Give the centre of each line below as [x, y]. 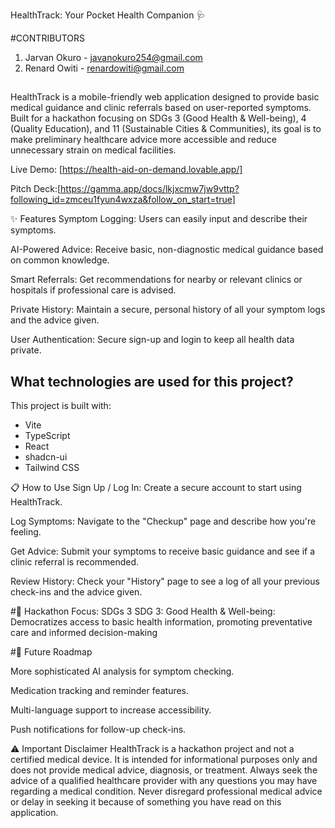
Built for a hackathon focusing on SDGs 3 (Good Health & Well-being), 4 [158, 118]
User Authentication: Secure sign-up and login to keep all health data [152, 340]
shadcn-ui [46, 457]
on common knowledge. [60, 260]
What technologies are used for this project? [152, 381]
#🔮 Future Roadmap [51, 652]
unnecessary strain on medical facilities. [93, 150]
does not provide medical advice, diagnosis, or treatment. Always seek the [164, 770]
